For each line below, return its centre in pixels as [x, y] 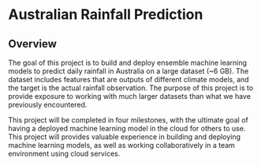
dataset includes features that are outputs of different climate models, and [129, 79]
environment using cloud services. [64, 153]
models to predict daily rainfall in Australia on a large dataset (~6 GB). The [129, 71]
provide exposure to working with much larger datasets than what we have [129, 96]
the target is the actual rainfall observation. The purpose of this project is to [131, 88]
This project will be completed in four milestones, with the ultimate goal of [128, 120]
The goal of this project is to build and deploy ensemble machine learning [127, 62]
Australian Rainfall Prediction [106, 15]
